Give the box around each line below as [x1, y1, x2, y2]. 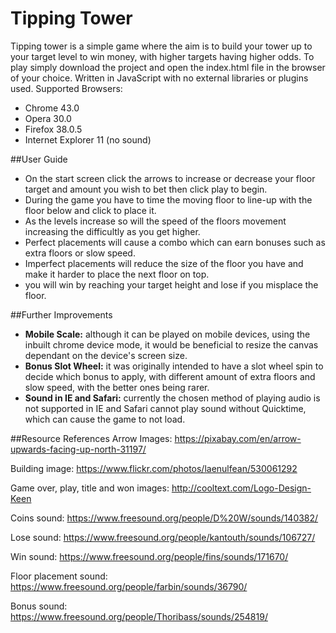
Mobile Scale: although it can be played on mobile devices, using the [24, 328, 311, 340]
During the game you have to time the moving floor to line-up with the [24, 193, 313, 206]
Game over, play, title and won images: [10, 482, 170, 494]
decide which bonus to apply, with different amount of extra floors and [24, 370, 316, 382]
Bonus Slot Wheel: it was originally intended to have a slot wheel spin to [24, 360, 324, 372]
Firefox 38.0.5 [24, 123, 83, 135]
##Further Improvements [10, 308, 113, 321]
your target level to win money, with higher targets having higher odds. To [10, 50, 315, 62]
